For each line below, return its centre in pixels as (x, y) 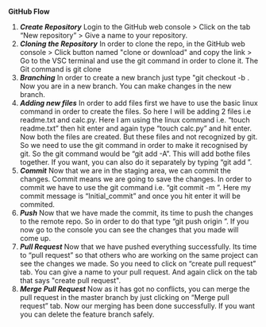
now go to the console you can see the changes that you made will (129, 230)
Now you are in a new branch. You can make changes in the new (125, 86)
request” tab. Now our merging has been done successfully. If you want (137, 306)
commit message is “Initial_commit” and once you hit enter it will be (130, 196)
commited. (37, 204)
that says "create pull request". (70, 280)
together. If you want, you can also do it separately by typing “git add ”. (136, 162)
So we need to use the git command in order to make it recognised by (134, 145)
